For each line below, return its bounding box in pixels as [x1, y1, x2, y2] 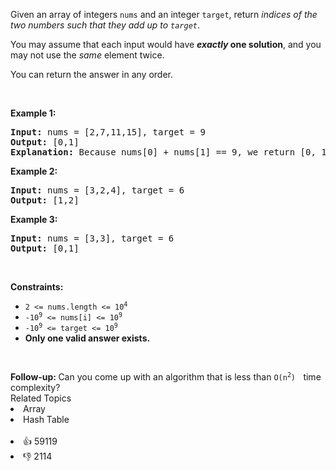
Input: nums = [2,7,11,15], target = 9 [10, 127, 206, 138]
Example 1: [10, 107, 57, 119]
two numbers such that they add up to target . [10, 19, 201, 31]
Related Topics [10, 392, 72, 404]
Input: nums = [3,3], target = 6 [10, 233, 175, 244]
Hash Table [23, 414, 70, 425]
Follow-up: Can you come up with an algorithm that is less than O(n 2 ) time [10, 371, 322, 383]
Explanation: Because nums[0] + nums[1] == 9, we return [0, [10, 147, 317, 158]
